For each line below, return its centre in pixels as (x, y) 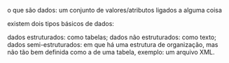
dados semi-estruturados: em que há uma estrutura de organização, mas (113, 44)
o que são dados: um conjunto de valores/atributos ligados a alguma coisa (115, 10)
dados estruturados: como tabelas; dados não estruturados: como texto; (112, 37)
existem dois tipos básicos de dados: (61, 23)
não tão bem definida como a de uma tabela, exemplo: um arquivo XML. (111, 52)
